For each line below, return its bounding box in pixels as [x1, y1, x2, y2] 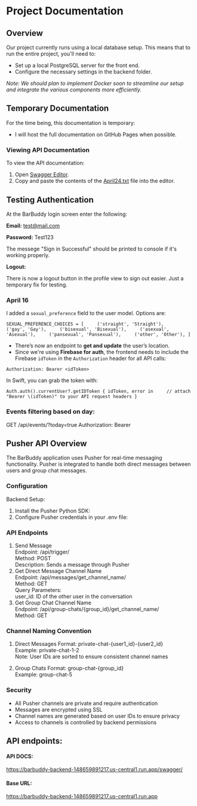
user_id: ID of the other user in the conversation [14, 593, 133, 600]
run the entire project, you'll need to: [6, 50, 96, 57]
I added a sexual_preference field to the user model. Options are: [6, 310, 166, 317]
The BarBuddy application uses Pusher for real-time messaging [6, 454, 162, 462]
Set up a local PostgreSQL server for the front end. [14, 62, 140, 69]
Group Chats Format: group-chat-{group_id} [14, 665, 124, 672]
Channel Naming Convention [6, 627, 92, 635]
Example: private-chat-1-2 [14, 647, 79, 654]
